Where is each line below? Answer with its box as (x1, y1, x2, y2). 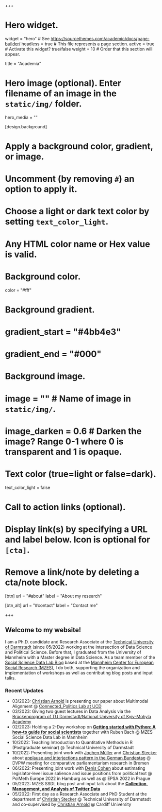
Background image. (5, 371, 86, 382)
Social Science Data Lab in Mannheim (12, 734, 88, 740)
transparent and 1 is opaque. (5, 446, 122, 457)
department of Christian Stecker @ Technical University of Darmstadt (12, 796, 151, 802)
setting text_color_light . (5, 216, 109, 227)
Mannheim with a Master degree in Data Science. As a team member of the (5, 654, 155, 660)
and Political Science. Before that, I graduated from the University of (5, 649, 142, 655)
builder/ (5, 41, 21, 47)
